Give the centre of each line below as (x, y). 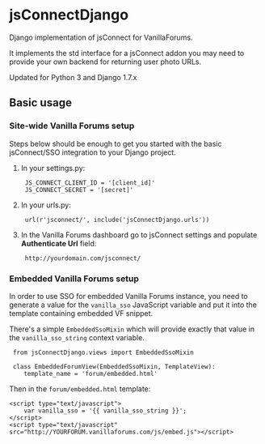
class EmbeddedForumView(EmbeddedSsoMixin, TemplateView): (114, 366)
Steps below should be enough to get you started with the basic (116, 143)
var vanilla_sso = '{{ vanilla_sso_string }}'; (105, 411)
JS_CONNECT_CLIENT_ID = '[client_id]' (90, 183)
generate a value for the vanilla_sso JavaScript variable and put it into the (133, 305)
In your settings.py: (53, 168)
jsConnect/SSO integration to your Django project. (93, 152)
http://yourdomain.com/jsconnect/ (83, 258)
